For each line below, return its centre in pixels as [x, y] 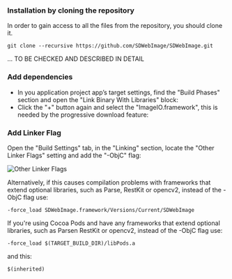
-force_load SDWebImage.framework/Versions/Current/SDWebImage [101, 210]
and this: [20, 256]
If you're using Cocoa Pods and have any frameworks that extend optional [114, 223]
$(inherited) [26, 269]
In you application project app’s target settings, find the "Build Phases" [119, 92]
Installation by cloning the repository [71, 10]
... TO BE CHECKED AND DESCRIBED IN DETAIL [76, 59]
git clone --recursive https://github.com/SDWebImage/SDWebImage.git [110, 46]
